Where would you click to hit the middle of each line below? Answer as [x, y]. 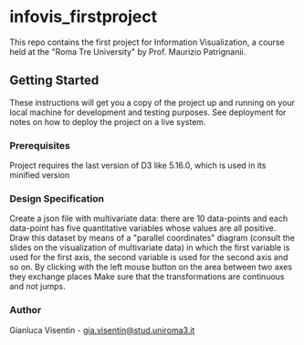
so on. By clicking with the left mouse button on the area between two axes [151, 267]
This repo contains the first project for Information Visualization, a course [147, 42]
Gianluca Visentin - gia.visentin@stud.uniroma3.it [102, 329]
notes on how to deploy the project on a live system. [108, 121]
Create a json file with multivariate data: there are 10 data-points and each [149, 219]
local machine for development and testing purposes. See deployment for [148, 112]
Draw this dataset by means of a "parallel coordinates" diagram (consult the [152, 238]
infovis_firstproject [84, 17]
